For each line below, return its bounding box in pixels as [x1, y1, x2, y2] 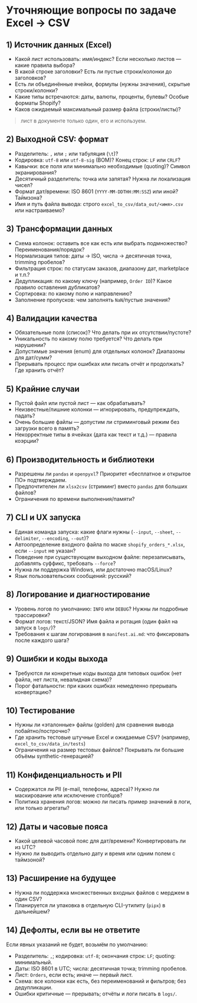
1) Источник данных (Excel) [6, 40, 112, 50]
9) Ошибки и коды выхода [6, 654, 108, 664]
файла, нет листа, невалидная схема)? [14, 676, 112, 683]
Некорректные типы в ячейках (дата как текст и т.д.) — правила [14, 431, 177, 438]
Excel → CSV [6, 16, 71, 30]
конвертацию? [14, 688, 52, 696]
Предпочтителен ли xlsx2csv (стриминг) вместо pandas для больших [14, 483, 188, 490]
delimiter [14, 535, 40, 542]
